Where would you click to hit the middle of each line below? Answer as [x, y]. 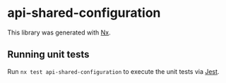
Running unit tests [48, 55]
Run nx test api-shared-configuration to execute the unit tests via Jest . [113, 71]
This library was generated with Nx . [59, 32]
